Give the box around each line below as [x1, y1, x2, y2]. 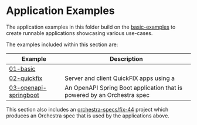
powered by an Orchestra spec [64, 91, 150, 99]
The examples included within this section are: [6, 41, 118, 48]
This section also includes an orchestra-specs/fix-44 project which [6, 106, 169, 113]
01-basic [9, 64, 36, 72]
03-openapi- [9, 84, 47, 92]
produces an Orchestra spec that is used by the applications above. [6, 112, 170, 119]
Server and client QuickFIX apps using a [64, 74, 175, 82]
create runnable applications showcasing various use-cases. [6, 29, 153, 36]
